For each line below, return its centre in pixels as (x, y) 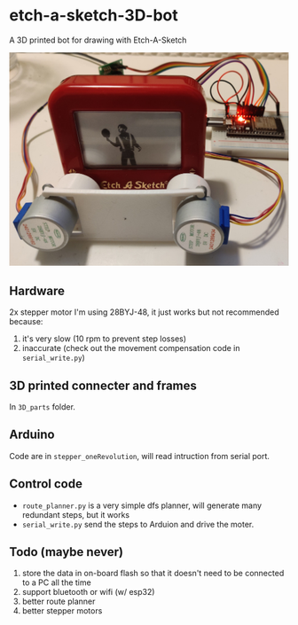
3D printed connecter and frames (103, 385)
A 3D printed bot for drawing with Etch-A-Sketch (98, 40)
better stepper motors (62, 611)
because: (26, 322)
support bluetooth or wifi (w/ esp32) (88, 592)
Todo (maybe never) (67, 552)
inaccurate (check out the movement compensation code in (131, 348)
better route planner (59, 602)
